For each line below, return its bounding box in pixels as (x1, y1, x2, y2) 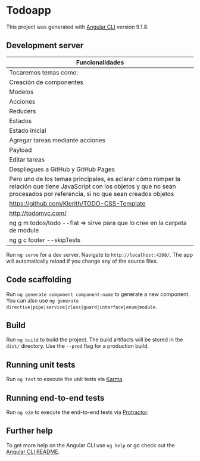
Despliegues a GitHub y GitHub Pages (9, 165, 115, 173)
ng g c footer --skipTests (9, 236, 81, 244)
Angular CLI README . (6, 448, 60, 455)
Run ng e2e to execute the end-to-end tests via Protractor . (6, 409, 149, 416)
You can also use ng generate (6, 297, 79, 304)
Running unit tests (6, 360, 76, 370)
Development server (6, 41, 84, 51)
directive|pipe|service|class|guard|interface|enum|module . (6, 303, 157, 310)
